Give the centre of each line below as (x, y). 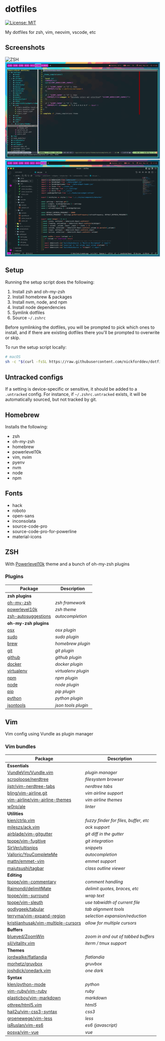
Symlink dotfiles (28, 312)
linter (90, 807)
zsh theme (66, 610)
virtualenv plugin (72, 671)
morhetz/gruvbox (25, 964)
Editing (14, 875)
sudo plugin (67, 637)
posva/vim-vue (23, 1032)
